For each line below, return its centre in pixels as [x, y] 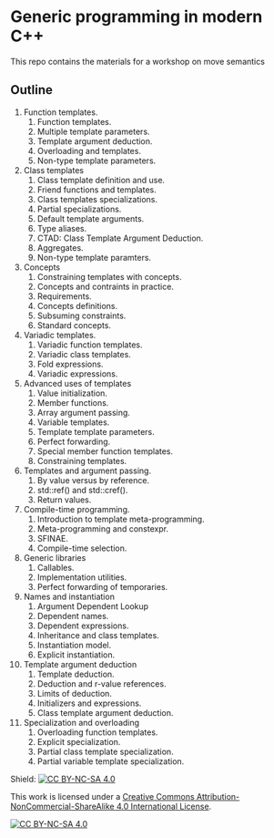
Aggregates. [61, 247]
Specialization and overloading [81, 722]
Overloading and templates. [89, 150]
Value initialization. [72, 393]
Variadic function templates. [90, 345]
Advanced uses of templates [77, 383]
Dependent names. [73, 616]
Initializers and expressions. [89, 703]
